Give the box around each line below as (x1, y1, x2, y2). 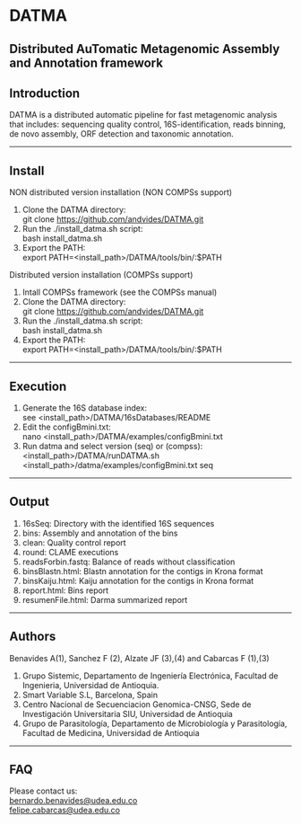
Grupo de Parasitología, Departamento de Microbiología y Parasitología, (21, 718, 288, 729)
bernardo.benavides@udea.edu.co (9, 795, 138, 806)
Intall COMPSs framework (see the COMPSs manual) (21, 287, 218, 297)
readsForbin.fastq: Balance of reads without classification (21, 556, 236, 567)
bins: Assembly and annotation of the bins (21, 527, 178, 538)
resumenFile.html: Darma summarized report (21, 594, 188, 605)
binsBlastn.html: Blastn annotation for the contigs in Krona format (21, 565, 263, 576)
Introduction (9, 85, 81, 101)
